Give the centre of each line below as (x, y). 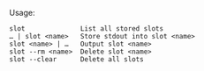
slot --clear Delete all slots (76, 60)
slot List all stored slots (87, 29)
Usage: (22, 13)
